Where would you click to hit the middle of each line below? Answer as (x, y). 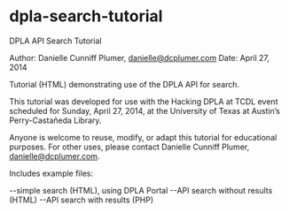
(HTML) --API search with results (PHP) (82, 200)
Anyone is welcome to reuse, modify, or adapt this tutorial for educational (143, 137)
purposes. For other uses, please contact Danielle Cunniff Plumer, (129, 147)
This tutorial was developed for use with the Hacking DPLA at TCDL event (144, 101)
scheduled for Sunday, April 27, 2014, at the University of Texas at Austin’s (145, 110)
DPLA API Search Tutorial (55, 41)
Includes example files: (51, 173)
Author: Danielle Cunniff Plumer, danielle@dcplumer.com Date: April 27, (140, 57)
